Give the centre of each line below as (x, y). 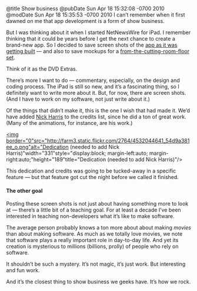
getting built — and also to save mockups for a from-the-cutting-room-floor (98, 51)
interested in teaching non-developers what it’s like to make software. (90, 216)
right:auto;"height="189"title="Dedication (56, 159)
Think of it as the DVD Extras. (42, 69)
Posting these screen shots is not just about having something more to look (97, 204)
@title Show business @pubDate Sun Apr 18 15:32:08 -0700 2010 (85, 9)
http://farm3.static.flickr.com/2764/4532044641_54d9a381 (118, 140)
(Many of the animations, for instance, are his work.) (69, 123)
